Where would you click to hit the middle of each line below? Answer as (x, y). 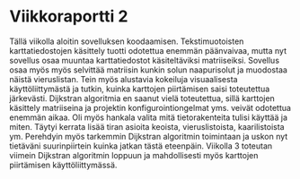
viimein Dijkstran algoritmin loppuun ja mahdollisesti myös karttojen (134, 155)
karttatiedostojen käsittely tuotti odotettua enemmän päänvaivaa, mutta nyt (148, 50)
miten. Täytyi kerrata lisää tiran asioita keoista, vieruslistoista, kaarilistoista (147, 126)
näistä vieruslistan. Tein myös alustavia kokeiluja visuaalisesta (124, 79)
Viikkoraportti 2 (69, 17)
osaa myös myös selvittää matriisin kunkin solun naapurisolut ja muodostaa (148, 70)
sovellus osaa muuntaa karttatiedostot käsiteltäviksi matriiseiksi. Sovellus (145, 60)
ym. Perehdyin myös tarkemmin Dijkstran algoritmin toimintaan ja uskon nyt (149, 136)
